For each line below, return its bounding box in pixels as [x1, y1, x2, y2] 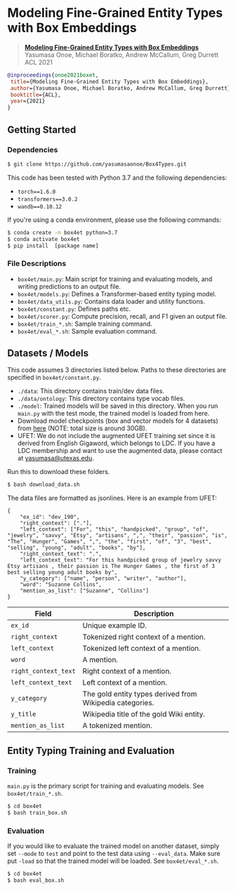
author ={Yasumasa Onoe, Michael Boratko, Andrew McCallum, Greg [10, 84, 202, 92]
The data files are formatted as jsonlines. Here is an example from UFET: [7, 494, 218, 503]
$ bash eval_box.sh [7, 876, 65, 884]
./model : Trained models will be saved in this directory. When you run [17, 402, 218, 410]
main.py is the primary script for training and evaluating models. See [7, 781, 204, 791]
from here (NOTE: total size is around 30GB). [17, 424, 147, 433]
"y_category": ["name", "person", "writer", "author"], [20, 575, 188, 582]
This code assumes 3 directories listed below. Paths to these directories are [7, 366, 227, 374]
